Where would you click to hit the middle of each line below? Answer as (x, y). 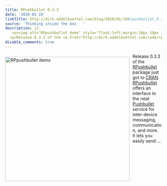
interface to (144, 93)
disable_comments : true (30, 42)
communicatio (147, 125)
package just (146, 72)
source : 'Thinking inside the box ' (45, 24)
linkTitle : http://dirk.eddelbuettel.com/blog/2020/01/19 (66, 19)
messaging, (144, 119)
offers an (142, 88)
